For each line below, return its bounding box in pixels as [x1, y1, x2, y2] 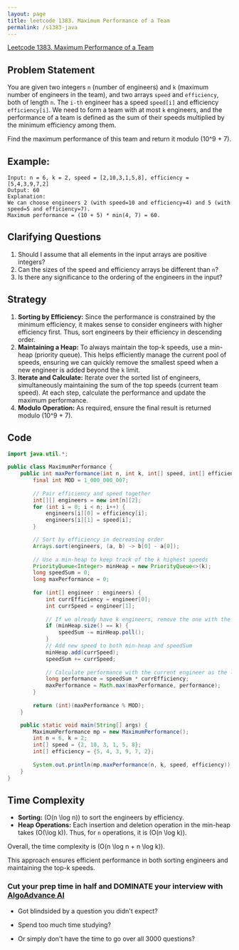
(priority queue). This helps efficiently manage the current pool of [34, 350, 227, 359]
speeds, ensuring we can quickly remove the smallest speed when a [17, 358, 218, 366]
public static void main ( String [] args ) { [20, 722, 148, 729]
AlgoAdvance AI [7, 890, 65, 900]
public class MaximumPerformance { [7, 463, 113, 471]
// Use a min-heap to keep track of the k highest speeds [33, 556, 208, 563]
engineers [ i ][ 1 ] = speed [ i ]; [45, 517, 132, 524]
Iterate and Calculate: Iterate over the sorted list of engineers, [17, 373, 201, 382]
